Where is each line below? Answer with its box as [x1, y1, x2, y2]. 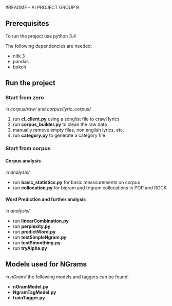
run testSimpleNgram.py [12, 234, 67, 240]
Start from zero [5, 94, 44, 101]
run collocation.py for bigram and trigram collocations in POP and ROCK [12, 185, 167, 191]
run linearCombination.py [12, 218, 69, 224]
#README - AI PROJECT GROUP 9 [5, 5, 80, 10]
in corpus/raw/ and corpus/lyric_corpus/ [5, 105, 91, 112]
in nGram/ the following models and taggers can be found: [5, 274, 129, 280]
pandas [12, 58, 29, 64]
